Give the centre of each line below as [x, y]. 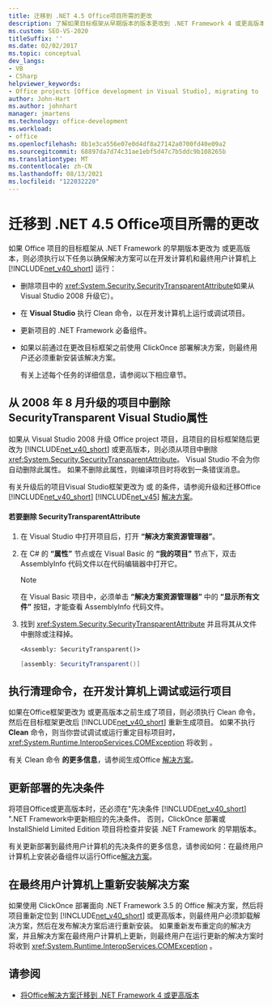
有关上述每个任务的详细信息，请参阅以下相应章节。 [105, 374]
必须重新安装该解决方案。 [77, 357]
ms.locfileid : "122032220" [54, 182]
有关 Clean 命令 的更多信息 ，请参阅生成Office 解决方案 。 [103, 760]
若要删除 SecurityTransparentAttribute [74, 517]
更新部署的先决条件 [56, 788]
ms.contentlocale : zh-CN [50, 167]
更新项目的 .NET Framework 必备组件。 [85, 330]
